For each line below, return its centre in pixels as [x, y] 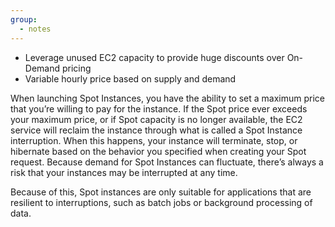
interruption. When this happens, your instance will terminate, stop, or [154, 140]
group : [24, 19]
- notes [35, 29]
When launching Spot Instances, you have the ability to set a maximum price [168, 98]
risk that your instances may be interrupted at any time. [124, 172]
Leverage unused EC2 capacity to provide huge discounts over [154, 57]
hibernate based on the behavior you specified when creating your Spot [158, 151]
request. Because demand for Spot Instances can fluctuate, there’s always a [167, 162]
